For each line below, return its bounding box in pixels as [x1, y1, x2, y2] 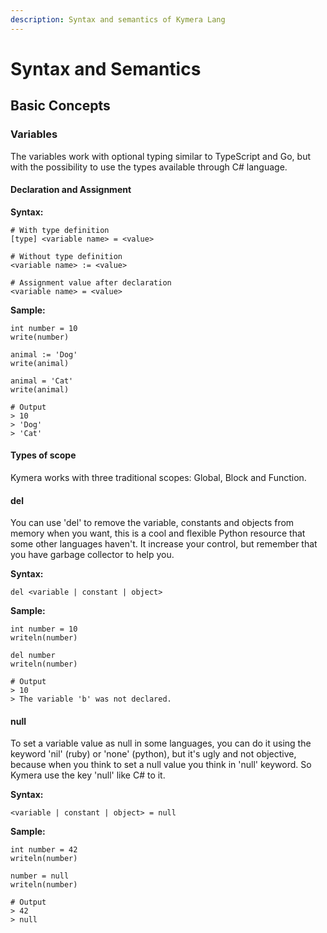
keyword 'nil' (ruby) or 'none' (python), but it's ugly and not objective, [10, 748, 297, 760]
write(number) [10, 332, 70, 342]
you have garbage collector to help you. [10, 549, 175, 561]
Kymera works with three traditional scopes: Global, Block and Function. [10, 471, 307, 483]
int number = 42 [10, 845, 78, 855]
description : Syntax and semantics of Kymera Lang [10, 14, 226, 25]
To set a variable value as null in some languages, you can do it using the [10, 737, 312, 750]
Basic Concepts [10, 97, 111, 115]
